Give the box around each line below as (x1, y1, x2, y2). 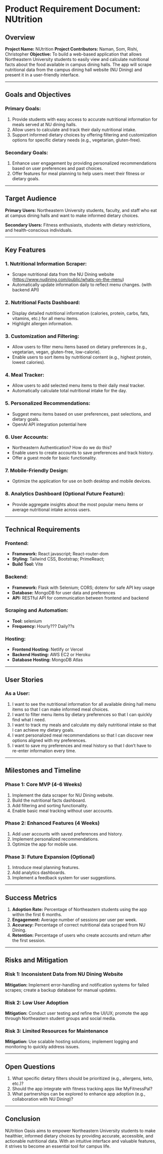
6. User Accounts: (5, 434, 49, 440)
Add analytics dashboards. (12, 870, 66, 875)
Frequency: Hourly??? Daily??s (12, 623, 75, 629)
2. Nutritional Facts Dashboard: (5, 299, 81, 306)
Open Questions (5, 1062, 55, 1071)
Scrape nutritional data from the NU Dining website (12, 271, 114, 277)
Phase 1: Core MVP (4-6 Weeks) (5, 781, 82, 788)
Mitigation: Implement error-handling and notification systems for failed (5, 982, 149, 987)
